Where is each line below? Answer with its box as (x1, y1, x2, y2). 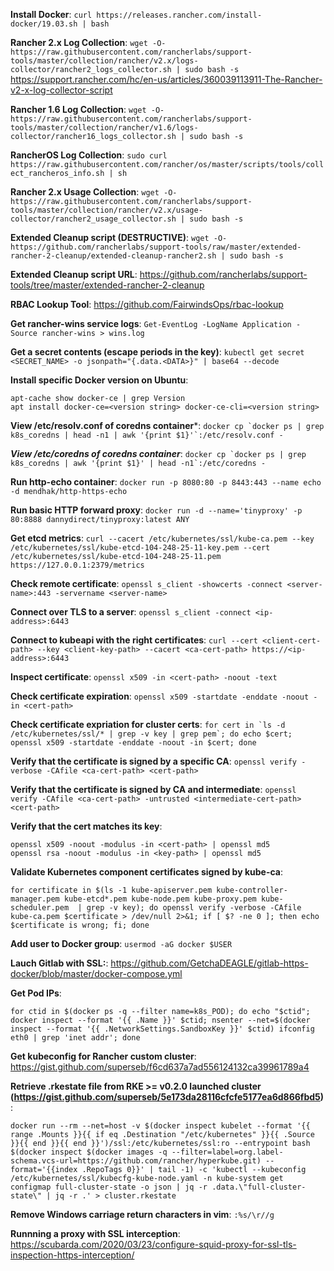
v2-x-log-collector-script (10, 84, 113, 96)
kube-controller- (216, 885, 288, 895)
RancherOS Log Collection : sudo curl (10, 149, 168, 161)
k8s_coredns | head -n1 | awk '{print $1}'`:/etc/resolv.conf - (10, 430, 284, 440)
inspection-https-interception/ (10, 1249, 135, 1261)
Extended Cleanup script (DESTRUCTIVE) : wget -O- (10, 232, 228, 243)
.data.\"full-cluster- (211, 1182, 307, 1192)
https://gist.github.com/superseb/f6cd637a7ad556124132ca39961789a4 (10, 1061, 310, 1073)
